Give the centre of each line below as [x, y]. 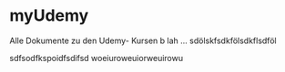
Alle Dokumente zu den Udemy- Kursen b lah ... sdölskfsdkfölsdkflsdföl [143, 40]
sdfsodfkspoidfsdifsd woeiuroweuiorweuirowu [97, 58]
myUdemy [49, 16]
